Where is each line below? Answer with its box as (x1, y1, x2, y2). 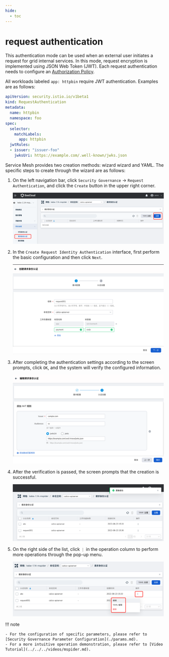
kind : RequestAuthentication (5, 100, 66, 105)
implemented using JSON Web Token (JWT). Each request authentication (5, 63, 157, 69)
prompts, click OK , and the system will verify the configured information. (12, 364, 161, 370)
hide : (5, 8, 17, 13)
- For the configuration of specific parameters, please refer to (5, 632, 147, 637)
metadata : (5, 105, 26, 110)
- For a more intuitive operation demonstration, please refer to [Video (5, 642, 163, 647)
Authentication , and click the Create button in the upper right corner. (12, 182, 156, 189)
